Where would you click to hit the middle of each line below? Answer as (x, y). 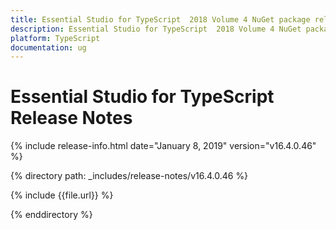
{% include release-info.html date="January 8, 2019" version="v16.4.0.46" (163, 146)
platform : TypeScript (55, 38)
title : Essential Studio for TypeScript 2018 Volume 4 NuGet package (160, 19)
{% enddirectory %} (51, 215)
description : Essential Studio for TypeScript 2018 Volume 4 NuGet (156, 29)
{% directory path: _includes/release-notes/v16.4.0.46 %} (129, 176)
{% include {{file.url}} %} (62, 195)
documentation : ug (48, 47)
